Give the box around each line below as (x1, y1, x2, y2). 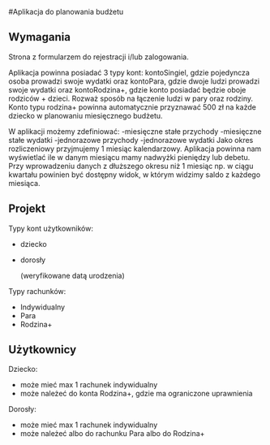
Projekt (8, 202, 46, 216)
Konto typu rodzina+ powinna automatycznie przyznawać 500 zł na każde (8, 102, 257, 112)
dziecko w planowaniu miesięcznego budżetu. (8, 110, 164, 120)
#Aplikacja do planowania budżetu (8, 7, 124, 16)
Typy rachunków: (8, 286, 66, 296)
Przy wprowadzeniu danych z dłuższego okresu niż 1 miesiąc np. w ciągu (8, 161, 254, 171)
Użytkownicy (8, 343, 77, 356)
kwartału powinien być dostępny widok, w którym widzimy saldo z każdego (8, 170, 261, 179)
